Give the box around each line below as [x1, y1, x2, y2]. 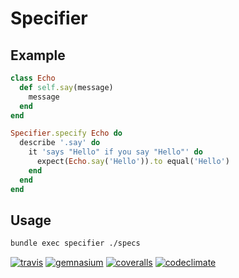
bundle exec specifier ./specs [10, 238, 141, 249]
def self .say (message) [19, 82, 114, 92]
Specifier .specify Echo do [10, 128, 123, 139]
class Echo [10, 73, 56, 83]
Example [10, 47, 66, 64]
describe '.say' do [19, 138, 101, 148]
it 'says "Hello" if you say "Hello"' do [28, 147, 203, 157]
